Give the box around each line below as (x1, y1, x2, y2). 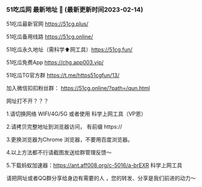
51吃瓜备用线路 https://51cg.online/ (6, 33, 94, 41)
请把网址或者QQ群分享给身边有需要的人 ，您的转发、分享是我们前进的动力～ (6, 174, 197, 182)
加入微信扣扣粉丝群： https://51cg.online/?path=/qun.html (6, 85, 150, 92)
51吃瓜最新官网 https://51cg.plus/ (6, 20, 89, 28)
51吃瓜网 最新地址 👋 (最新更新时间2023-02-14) (6, 5, 143, 13)
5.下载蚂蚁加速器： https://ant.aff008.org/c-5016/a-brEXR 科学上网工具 (6, 162, 183, 169)
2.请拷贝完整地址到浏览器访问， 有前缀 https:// (6, 123, 122, 131)
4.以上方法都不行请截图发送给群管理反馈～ (6, 149, 112, 156)
